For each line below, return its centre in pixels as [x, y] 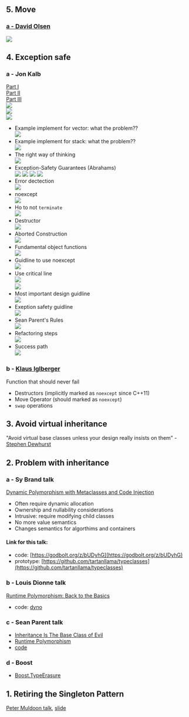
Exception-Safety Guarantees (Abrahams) [65, 168]
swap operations [33, 405]
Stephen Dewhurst [29, 444]
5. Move [21, 10]
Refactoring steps [36, 334]
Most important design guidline [52, 294]
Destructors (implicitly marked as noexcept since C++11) [82, 393]
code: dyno [28, 607]
